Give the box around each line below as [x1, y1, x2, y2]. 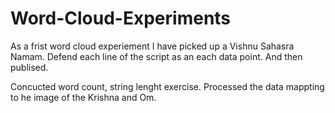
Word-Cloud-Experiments [10, 7, 232, 30]
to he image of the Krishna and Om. [10, 91, 157, 103]
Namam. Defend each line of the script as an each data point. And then [10, 50, 303, 62]
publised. [10, 61, 49, 73]
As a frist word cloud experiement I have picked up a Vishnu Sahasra [10, 40, 295, 52]
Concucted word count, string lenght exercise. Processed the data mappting [10, 80, 325, 92]
